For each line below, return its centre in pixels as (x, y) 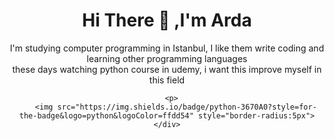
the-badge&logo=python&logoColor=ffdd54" (106, 115)
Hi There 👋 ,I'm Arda (167, 20)
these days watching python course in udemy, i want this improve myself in (167, 69)
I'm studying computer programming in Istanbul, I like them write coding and (167, 48)
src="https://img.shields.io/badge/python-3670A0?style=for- (187, 107)
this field (167, 80)
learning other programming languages (167, 58)
